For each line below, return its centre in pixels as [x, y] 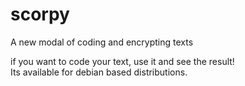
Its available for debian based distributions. [99, 72]
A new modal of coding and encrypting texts [102, 42]
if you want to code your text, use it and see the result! [122, 61]
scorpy [40, 14]
